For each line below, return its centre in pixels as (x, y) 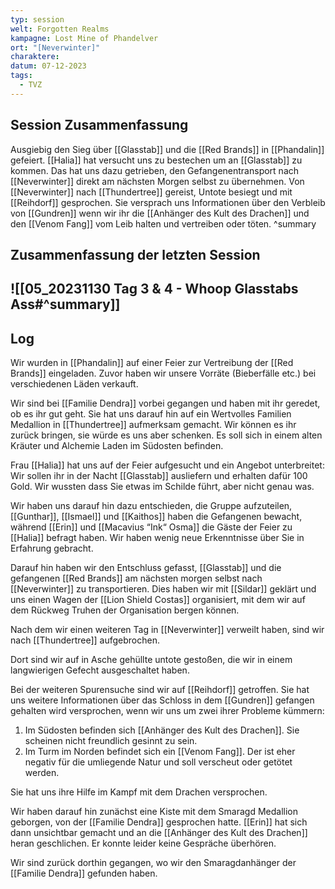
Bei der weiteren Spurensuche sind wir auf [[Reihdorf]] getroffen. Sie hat (160, 690)
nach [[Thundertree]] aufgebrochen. (85, 640)
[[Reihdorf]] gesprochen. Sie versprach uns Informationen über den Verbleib (168, 202)
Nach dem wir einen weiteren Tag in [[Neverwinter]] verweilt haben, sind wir (167, 630)
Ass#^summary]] (65, 304)
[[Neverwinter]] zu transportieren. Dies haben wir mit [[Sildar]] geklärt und (163, 589)
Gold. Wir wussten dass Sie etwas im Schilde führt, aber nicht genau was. (162, 487)
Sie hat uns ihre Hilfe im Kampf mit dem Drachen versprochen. (139, 792)
